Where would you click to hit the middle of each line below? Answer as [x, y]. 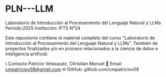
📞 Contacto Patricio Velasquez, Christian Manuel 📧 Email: [64, 63]
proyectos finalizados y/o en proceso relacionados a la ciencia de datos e [81, 48]
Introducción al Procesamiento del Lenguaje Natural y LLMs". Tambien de [81, 43]
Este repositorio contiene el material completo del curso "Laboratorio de [80, 38]
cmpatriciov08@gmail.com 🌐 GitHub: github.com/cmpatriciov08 [72, 69]
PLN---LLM [30, 9]
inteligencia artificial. [27, 54]
